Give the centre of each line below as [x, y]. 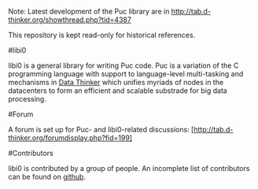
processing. [28, 99]
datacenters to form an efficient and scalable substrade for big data [118, 91]
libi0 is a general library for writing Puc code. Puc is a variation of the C [123, 65]
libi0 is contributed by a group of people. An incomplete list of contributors [129, 168]
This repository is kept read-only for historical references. [102, 35]
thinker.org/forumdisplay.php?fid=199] [70, 138]
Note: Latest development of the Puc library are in [89, 11]
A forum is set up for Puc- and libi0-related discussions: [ [101, 130]
